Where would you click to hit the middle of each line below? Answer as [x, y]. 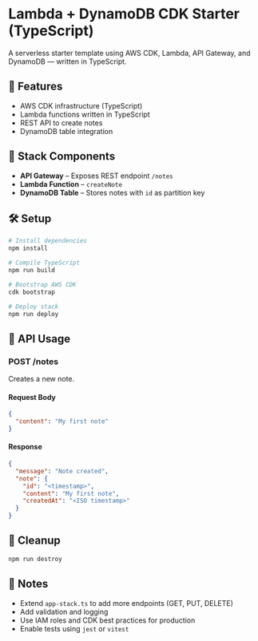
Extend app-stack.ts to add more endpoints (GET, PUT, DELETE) [127, 603]
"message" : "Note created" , [62, 471]
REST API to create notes [61, 123]
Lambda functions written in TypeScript [85, 114]
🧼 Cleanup [35, 541]
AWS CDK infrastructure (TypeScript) [81, 105]
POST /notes [33, 362]
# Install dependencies [48, 241]
